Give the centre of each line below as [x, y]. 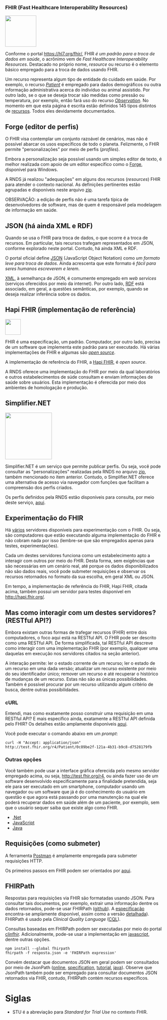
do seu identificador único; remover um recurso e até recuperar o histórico [82, 674]
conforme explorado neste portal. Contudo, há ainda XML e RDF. [72, 248]
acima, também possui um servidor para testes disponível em [68, 591]
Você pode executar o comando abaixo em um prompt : [62, 733]
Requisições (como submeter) [53, 844]
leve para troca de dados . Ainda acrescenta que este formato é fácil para [81, 263]
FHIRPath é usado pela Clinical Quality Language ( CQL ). [63, 919]
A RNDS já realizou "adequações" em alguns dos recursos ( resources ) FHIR [83, 179]
